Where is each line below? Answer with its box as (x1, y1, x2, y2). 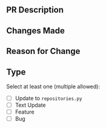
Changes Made (6, 25, 65, 36)
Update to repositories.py (15, 94, 82, 102)
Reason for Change (6, 46, 81, 56)
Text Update (15, 101, 47, 109)
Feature (15, 109, 35, 116)
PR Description (6, 5, 64, 15)
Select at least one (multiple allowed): (6, 83, 100, 90)
